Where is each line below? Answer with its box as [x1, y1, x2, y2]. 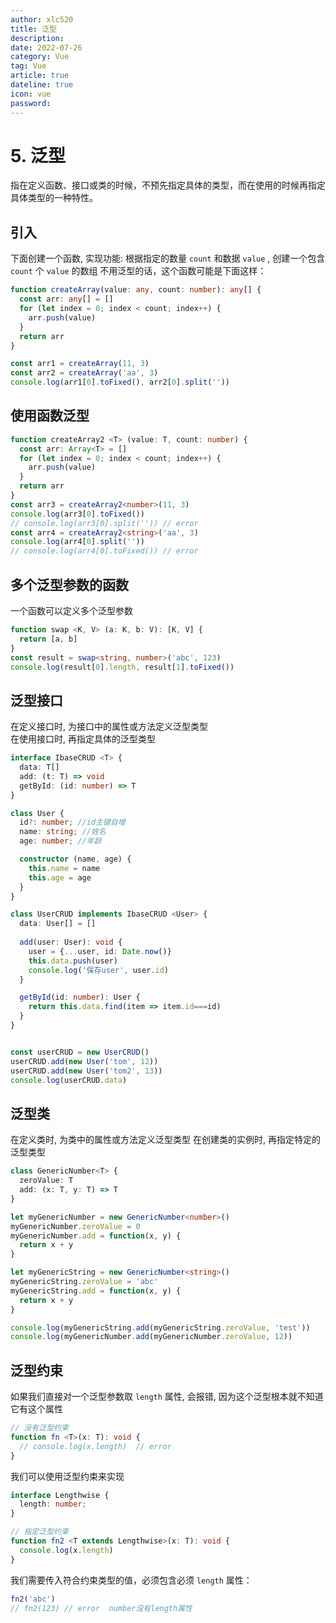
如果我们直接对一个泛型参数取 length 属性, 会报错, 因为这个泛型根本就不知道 [10, 1391, 324, 1403]
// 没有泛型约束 [10, 1423, 69, 1433]
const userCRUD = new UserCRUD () [10, 1047, 150, 1057]
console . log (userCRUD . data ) [10, 1075, 128, 1085]
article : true [10, 71, 70, 81]
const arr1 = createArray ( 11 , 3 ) [10, 359, 150, 369]
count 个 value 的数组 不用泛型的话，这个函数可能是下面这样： [10, 265, 267, 277]
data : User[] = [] [19, 919, 97, 929]
